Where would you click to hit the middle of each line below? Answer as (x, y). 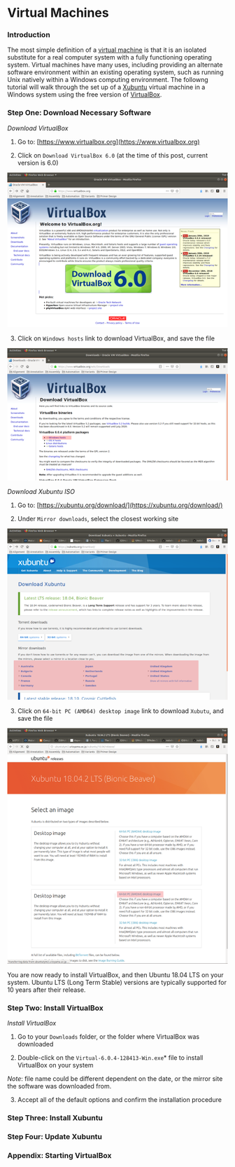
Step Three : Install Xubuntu (55, 1118)
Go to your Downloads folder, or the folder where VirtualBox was (108, 1037)
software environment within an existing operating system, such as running (115, 72)
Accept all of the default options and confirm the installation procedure (120, 1100)
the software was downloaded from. (59, 1086)
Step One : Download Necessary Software (79, 113)
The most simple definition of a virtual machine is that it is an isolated (107, 50)
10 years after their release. (47, 990)
